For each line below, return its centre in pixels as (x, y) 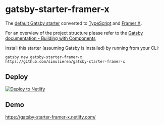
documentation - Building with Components (50, 38)
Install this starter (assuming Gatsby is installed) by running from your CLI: (82, 48)
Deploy (17, 77)
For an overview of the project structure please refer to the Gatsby (74, 33)
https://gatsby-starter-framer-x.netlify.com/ (50, 117)
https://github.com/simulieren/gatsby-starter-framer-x (65, 61)
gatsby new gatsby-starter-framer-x (44, 57)
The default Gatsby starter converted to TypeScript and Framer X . (74, 23)
